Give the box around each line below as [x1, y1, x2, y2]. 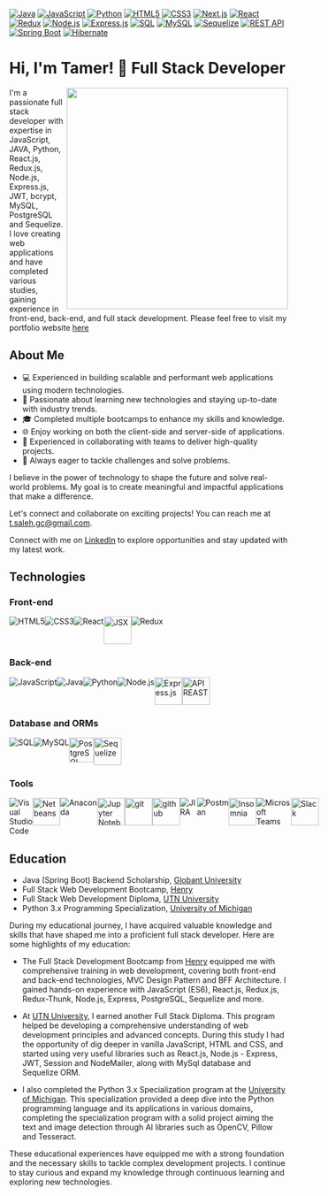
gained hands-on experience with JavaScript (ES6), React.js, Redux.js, [21, 985, 280, 995]
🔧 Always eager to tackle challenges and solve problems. [21, 455, 231, 465]
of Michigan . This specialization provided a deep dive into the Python [21, 1093, 275, 1105]
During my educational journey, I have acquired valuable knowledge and [9, 920, 272, 931]
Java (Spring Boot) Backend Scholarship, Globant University [21, 875, 242, 885]
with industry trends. [21, 403, 98, 414]
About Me [9, 348, 65, 363]
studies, [9, 284, 38, 295]
